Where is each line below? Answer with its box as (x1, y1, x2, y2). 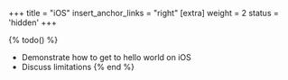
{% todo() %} (8, 35, 59, 45)
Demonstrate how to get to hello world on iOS (21, 52, 191, 62)
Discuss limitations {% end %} (21, 62, 135, 72)
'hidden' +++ (8, 17, 58, 28)
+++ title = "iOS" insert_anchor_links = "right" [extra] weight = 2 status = (8, 8, 279, 18)
